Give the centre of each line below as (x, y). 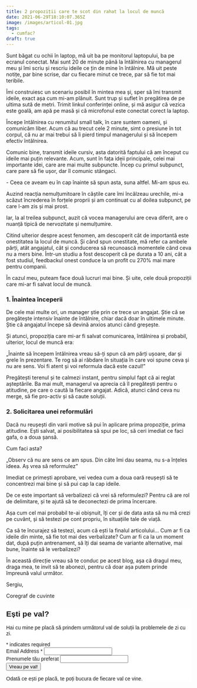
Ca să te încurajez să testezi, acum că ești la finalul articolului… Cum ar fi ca (98, 530)
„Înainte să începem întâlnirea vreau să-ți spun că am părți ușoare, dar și (94, 354)
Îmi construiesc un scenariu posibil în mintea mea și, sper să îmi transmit (94, 92)
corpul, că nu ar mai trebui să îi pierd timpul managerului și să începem (92, 135)
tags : (13, 28)
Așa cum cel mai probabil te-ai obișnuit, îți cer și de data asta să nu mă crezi (98, 513)
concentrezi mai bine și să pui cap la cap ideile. (63, 483)
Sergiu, (15, 584)
